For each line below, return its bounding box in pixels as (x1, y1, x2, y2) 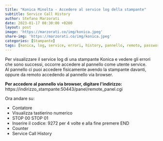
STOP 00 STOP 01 (12, 115, 49, 121)
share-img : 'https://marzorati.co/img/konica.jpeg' (5, 34, 112, 39)
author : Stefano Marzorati (5, 16, 60, 21)
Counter (12, 125, 29, 131)
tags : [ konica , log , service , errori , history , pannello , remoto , (5, 43, 142, 48)
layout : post (5, 25, 32, 30)
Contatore (12, 105, 33, 111)
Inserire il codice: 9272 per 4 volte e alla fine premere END (12, 120, 130, 126)
